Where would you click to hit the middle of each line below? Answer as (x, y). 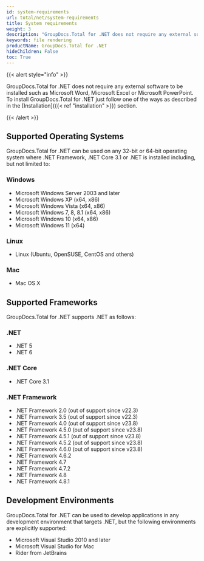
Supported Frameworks (52, 302)
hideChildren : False (32, 52)
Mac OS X (28, 283)
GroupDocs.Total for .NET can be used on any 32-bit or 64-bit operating (97, 151)
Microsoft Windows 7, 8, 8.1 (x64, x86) (63, 212)
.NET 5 (24, 346)
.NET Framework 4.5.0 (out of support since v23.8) (79, 430)
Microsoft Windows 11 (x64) (50, 225)
